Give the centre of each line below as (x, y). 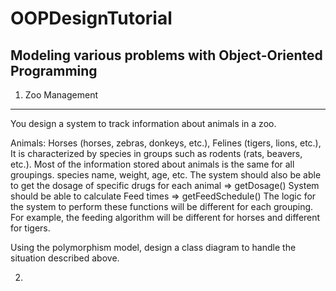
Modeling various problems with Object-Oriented (166, 55)
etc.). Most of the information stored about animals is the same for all (152, 164)
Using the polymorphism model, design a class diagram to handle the (153, 247)
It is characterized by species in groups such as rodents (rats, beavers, (156, 153)
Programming (54, 70)
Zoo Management (61, 95)
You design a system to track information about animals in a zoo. (143, 123)
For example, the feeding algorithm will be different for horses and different (165, 217)
